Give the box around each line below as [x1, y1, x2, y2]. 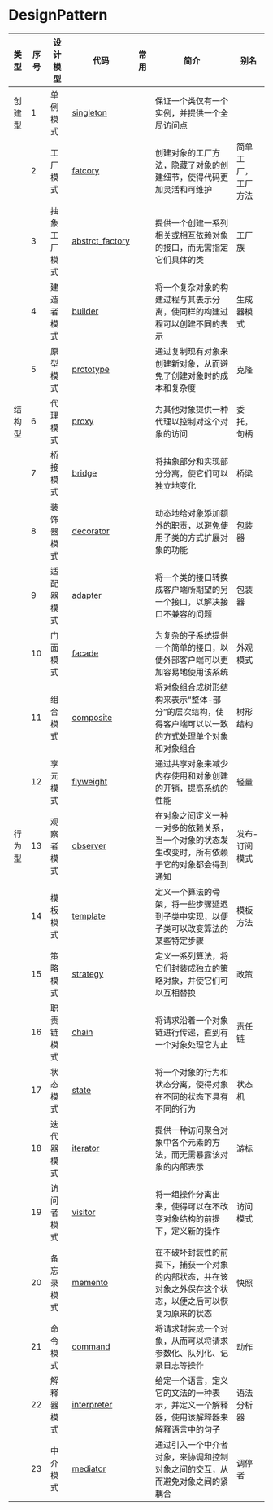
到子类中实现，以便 [154, 911, 229, 922]
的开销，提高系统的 [154, 782, 229, 793]
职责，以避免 [171, 520, 221, 531]
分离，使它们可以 [162, 467, 229, 479]
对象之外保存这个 [154, 1283, 221, 1294]
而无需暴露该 [171, 1148, 221, 1160]
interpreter [71, 1398, 113, 1410]
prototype [71, 363, 110, 375]
